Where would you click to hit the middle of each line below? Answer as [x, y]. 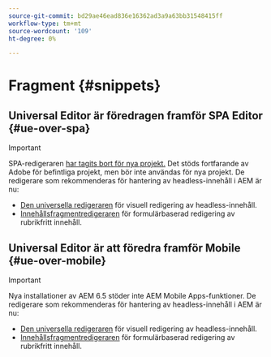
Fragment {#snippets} [85, 86]
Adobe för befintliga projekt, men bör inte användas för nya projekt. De [127, 172]
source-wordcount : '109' [50, 31]
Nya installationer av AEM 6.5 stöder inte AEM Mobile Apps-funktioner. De [132, 296]
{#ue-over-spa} [49, 128]
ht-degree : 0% [32, 39]
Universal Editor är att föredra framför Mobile [125, 248]
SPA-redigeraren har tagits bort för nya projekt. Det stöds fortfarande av [129, 164]
